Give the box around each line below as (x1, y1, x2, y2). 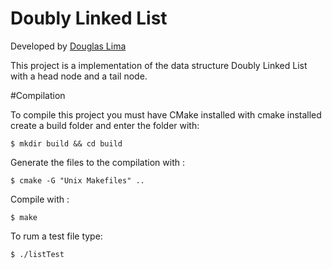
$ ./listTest (10, 249, 65, 259)
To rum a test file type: (10, 230, 103, 242)
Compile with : (10, 193, 70, 205)
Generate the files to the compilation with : (10, 156, 185, 168)
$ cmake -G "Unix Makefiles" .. (10, 175, 145, 186)
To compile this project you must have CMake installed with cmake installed (10, 108, 322, 121)
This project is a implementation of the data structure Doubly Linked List (10, 59, 308, 71)
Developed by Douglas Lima (10, 40, 127, 52)
